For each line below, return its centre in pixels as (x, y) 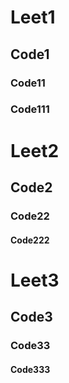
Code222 (30, 240)
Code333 (30, 369)
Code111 (30, 109)
